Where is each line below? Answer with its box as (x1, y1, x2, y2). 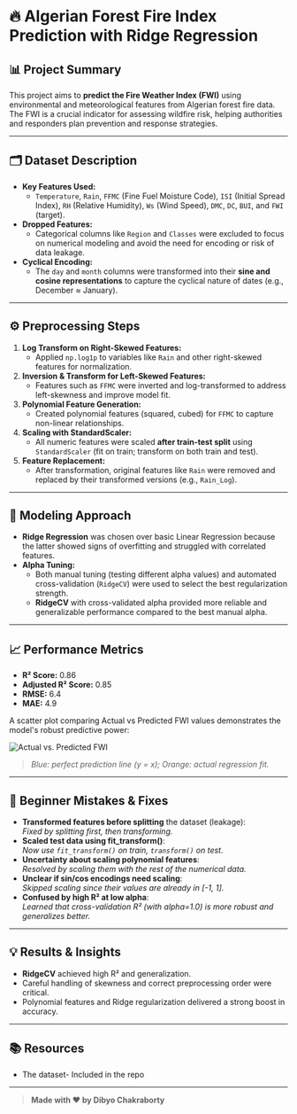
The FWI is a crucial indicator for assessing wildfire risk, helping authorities (9, 109, 283, 119)
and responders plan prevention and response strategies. (9, 118, 218, 129)
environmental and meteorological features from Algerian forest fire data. (9, 99, 276, 110)
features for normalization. (34, 361, 133, 371)
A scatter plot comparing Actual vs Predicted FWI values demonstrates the (9, 715, 281, 726)
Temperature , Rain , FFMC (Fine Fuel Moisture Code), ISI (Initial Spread (34, 191, 286, 201)
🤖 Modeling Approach (9, 508, 132, 524)
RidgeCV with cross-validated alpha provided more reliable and (34, 597, 268, 608)
